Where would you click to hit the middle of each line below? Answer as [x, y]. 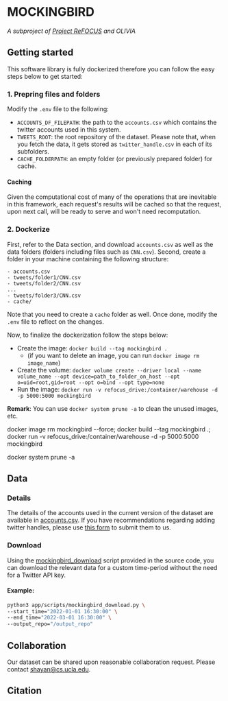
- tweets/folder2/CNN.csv [44, 283]
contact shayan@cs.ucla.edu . [49, 669]
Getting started [40, 52]
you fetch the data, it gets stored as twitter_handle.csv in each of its [114, 144]
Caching [20, 182]
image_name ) [44, 363]
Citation [25, 691]
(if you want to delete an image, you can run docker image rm [113, 355]
